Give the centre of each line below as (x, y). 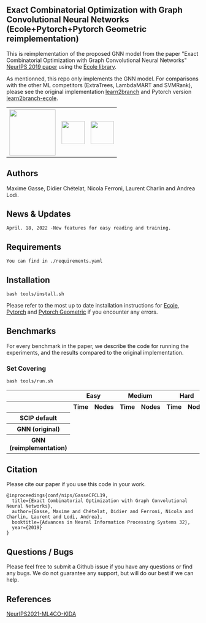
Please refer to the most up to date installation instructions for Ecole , (93, 306)
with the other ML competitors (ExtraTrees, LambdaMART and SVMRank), (99, 85)
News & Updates (39, 214)
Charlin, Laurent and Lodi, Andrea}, (55, 517)
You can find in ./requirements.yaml (55, 261)
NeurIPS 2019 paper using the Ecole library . (61, 66)
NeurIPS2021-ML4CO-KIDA (41, 614)
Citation (22, 470)
